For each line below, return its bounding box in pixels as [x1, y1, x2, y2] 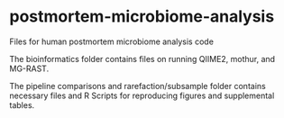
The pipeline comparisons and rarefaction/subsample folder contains [9, 80, 266, 91]
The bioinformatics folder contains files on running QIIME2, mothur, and [9, 53, 276, 64]
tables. [9, 99, 35, 110]
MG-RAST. [9, 63, 50, 74]
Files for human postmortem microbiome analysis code [9, 36, 215, 47]
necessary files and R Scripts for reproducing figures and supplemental [9, 90, 275, 101]
